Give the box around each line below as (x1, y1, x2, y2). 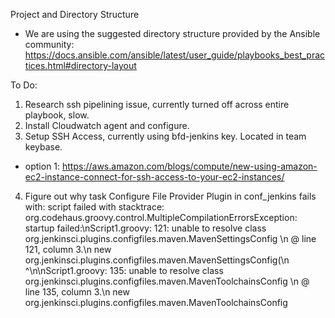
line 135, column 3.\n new (24, 286, 130, 298)
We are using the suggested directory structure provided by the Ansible (24, 28, 321, 39)
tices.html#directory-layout (24, 60, 137, 71)
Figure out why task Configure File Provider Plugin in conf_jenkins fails (24, 190, 317, 202)
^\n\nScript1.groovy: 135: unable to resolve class (24, 265, 224, 276)
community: (24, 39, 75, 50)
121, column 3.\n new (24, 244, 112, 255)
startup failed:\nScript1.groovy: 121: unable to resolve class (24, 222, 267, 234)
